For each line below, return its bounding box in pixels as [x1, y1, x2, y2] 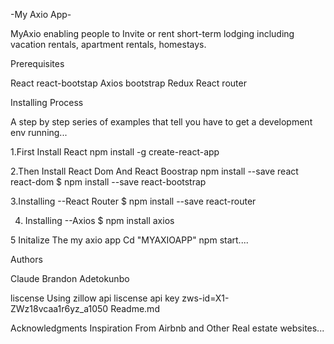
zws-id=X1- [181, 292, 230, 304]
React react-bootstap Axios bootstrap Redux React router [10, 77, 247, 89]
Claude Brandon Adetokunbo [10, 273, 130, 284]
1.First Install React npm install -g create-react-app [10, 146, 220, 158]
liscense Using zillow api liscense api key [10, 292, 180, 304]
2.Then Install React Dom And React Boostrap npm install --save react [10, 165, 299, 177]
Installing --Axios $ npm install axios [24, 215, 175, 226]
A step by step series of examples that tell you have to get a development [10, 116, 313, 128]
